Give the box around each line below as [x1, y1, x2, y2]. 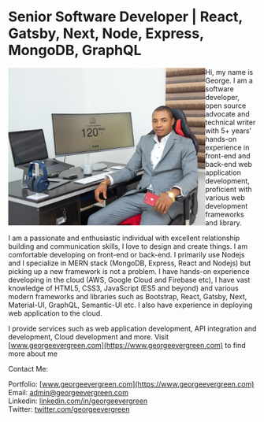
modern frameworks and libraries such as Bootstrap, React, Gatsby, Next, [8, 291, 247, 301]
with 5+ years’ [205, 126, 252, 135]
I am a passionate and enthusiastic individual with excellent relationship [8, 233, 240, 242]
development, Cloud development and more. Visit [8, 331, 169, 342]
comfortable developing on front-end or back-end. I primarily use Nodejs [8, 250, 245, 259]
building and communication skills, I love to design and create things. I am [8, 241, 248, 251]
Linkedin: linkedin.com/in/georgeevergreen [8, 396, 148, 405]
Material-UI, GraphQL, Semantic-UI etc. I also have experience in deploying [8, 300, 253, 309]
